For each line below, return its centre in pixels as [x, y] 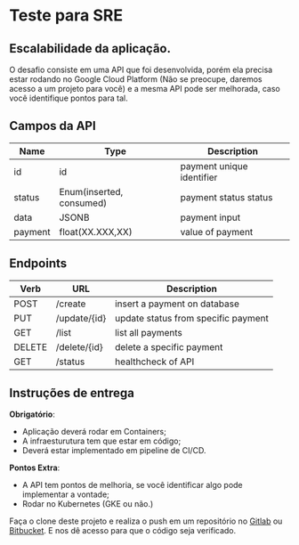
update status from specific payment [191, 318]
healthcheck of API [154, 362]
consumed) [83, 203]
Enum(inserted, [91, 191]
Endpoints [38, 264]
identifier [199, 177]
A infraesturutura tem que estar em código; [101, 441]
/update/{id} [81, 318]
